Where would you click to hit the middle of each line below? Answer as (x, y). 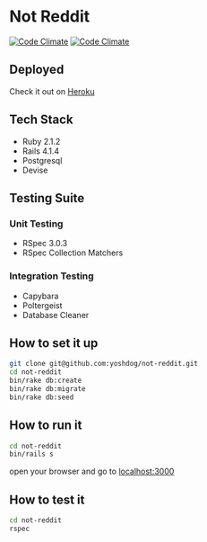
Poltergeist (42, 305)
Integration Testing (52, 276)
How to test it (47, 499)
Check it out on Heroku (52, 91)
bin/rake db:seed (42, 397)
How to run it (46, 426)
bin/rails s (31, 454)
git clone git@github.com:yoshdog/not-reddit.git (104, 364)
